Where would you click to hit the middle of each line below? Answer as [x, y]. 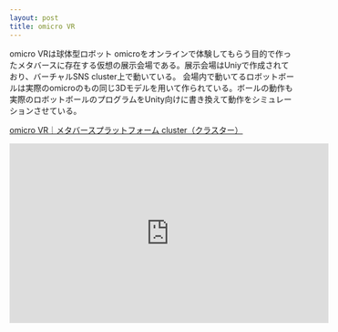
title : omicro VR [42, 26]
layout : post [34, 18]
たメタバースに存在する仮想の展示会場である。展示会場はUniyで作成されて [149, 65]
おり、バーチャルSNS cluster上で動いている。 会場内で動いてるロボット [144, 76]
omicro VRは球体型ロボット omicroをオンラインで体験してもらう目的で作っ [150, 53]
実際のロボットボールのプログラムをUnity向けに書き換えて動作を [131, 99]
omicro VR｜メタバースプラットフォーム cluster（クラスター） [126, 130]
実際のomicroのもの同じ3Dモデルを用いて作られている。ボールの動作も [159, 88]
